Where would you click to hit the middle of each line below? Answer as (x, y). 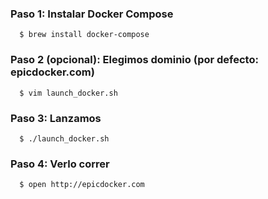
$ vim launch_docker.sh (68, 93)
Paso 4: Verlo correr (60, 164)
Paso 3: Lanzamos (56, 118)
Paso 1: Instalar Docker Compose (92, 14)
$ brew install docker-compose (84, 35)
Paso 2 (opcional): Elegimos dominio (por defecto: (134, 60)
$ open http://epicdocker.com (82, 185)
